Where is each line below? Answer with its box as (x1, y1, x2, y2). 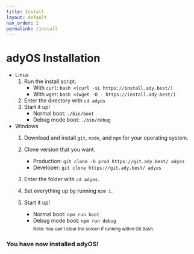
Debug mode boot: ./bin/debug (33, 116, 111, 123)
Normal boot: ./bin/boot (33, 110, 95, 117)
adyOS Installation (6, 52, 101, 65)
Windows (14, 123, 39, 130)
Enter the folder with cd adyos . (23, 176, 99, 183)
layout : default (6, 14, 47, 20)
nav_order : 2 (6, 20, 39, 26)
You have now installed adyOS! (6, 240, 99, 248)
